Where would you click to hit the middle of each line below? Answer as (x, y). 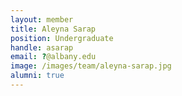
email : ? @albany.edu (53, 57)
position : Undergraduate (62, 38)
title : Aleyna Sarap (53, 29)
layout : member (42, 19)
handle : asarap (42, 47)
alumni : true (37, 76)
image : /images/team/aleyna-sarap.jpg (91, 66)
